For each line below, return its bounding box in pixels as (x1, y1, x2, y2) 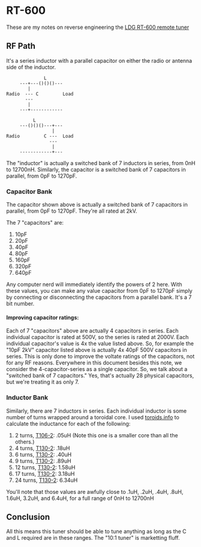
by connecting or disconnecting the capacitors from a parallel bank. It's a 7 (6, 293, 192, 301)
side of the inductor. (6, 63, 56, 70)
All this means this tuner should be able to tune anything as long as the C (6, 528, 187, 535)
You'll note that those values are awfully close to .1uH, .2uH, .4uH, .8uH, (6, 488, 184, 495)
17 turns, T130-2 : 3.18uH (14, 470, 75, 477)
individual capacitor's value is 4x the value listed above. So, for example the (6, 340, 194, 347)
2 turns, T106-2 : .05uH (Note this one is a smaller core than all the (14, 431, 178, 439)
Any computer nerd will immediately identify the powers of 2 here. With (6, 281, 182, 288)
